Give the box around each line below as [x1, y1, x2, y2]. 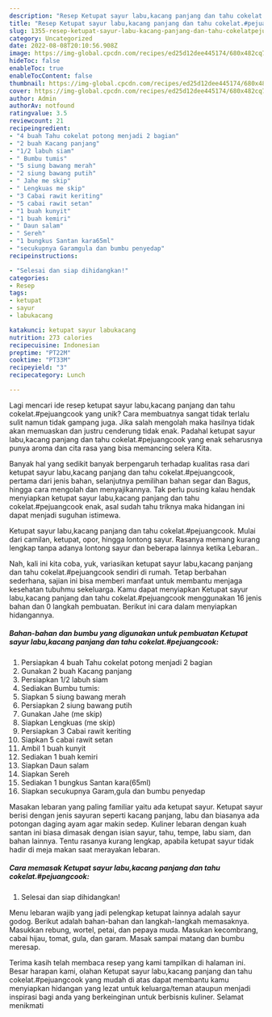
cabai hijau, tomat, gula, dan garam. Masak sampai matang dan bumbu [9, 933, 245, 943]
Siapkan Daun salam [20, 760, 90, 770]
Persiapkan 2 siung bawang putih [20, 700, 132, 710]
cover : [9, 86, 31, 95]
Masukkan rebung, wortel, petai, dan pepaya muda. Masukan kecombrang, [9, 925, 259, 935]
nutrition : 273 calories [9, 333, 93, 341]
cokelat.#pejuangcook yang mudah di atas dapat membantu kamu [9, 974, 229, 985]
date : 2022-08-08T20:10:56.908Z [9, 42, 118, 50]
